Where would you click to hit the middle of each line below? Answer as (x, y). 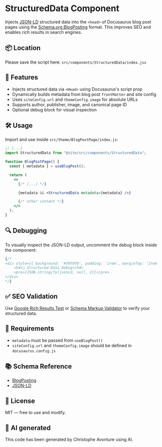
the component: (21, 250)
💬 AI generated (28, 428)
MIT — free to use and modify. (36, 413)
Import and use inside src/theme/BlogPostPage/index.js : (62, 140)
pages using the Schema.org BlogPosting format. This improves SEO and (78, 27)
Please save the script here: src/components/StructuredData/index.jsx (76, 62)
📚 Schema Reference (39, 366)
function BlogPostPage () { (32, 162)
